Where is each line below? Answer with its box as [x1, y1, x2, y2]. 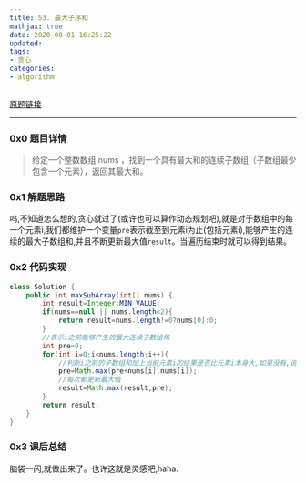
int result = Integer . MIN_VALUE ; [42, 299, 161, 308]
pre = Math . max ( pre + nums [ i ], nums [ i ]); [57, 367, 198, 376]
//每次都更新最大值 [57, 375, 121, 385]
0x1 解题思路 [9, 190, 66, 203]
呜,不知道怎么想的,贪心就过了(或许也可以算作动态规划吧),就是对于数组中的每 [9, 213, 294, 224]
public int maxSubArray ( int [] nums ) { [25, 290, 173, 300]
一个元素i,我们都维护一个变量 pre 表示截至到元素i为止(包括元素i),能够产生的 [9, 225, 285, 236]
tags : [9, 47, 30, 56]
